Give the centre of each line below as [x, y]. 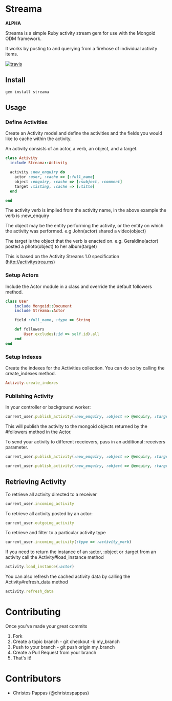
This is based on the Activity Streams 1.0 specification [62, 257]
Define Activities [26, 122]
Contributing [33, 612]
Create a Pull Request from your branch [54, 652]
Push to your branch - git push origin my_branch [64, 647]
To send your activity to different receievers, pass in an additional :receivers [85, 442]
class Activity [21, 158]
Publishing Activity [29, 396]
